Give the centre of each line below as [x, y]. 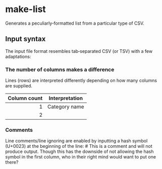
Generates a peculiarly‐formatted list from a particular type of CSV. [75, 23]
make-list [26, 9]
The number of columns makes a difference [60, 69]
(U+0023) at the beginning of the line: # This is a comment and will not [79, 146]
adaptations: [18, 56]
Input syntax [25, 39]
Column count [25, 98]
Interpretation [66, 98]
